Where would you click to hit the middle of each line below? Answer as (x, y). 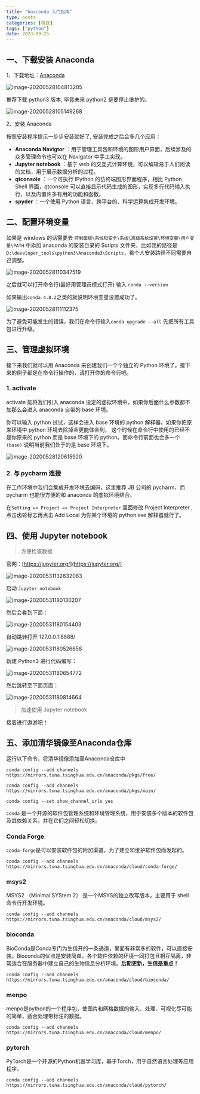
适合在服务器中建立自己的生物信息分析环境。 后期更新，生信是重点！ (95, 963)
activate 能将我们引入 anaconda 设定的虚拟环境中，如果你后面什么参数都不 (98, 402)
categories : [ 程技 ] (30, 23)
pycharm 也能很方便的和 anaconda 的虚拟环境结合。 (71, 495)
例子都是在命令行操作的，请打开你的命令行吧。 (74, 372)
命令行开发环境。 (27, 903)
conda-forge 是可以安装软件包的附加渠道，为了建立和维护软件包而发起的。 (97, 850)
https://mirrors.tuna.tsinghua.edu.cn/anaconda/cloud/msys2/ (84, 919)
